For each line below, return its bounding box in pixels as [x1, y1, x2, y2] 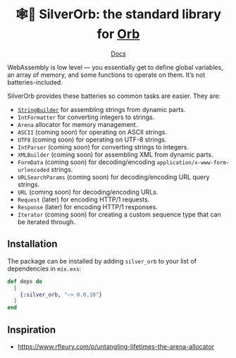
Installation [7, 238, 58, 250]
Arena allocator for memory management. [17, 120, 138, 128]
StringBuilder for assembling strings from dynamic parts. [17, 105, 186, 113]
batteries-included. [7, 78, 63, 86]
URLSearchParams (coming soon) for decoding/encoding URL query [17, 173, 210, 181]
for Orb [97, 26, 140, 42]
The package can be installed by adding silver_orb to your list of [7, 257, 197, 265]
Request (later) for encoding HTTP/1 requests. [17, 195, 150, 204]
